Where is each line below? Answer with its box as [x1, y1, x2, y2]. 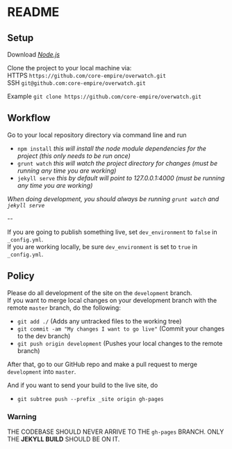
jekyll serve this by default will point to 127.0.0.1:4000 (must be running [17, 173, 225, 182]
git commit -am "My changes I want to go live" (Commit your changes [17, 324, 225, 333]
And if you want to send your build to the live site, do [7, 381, 158, 389]
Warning [7, 411, 37, 421]
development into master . [7, 367, 76, 376]
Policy [7, 270, 35, 282]
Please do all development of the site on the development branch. [7, 288, 192, 297]
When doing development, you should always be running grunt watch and [7, 194, 219, 203]
